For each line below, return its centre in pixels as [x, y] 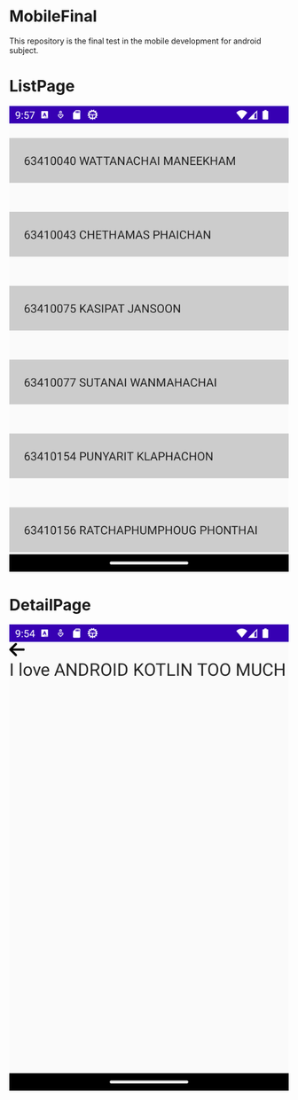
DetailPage [50, 605]
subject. [24, 50]
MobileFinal [53, 16]
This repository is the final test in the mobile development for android [135, 41]
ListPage [42, 86]
